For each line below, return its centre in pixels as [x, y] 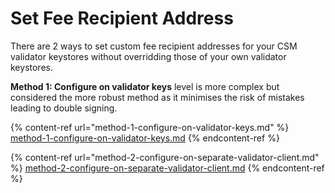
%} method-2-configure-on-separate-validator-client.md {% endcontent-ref [167, 168]
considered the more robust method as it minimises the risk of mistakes [157, 97]
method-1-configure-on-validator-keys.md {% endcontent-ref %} [145, 138]
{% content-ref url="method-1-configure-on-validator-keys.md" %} [150, 127]
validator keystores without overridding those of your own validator [148, 56]
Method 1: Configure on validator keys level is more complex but [145, 86]
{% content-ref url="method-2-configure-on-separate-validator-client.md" [165, 157]
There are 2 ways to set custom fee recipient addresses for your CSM [154, 46]
